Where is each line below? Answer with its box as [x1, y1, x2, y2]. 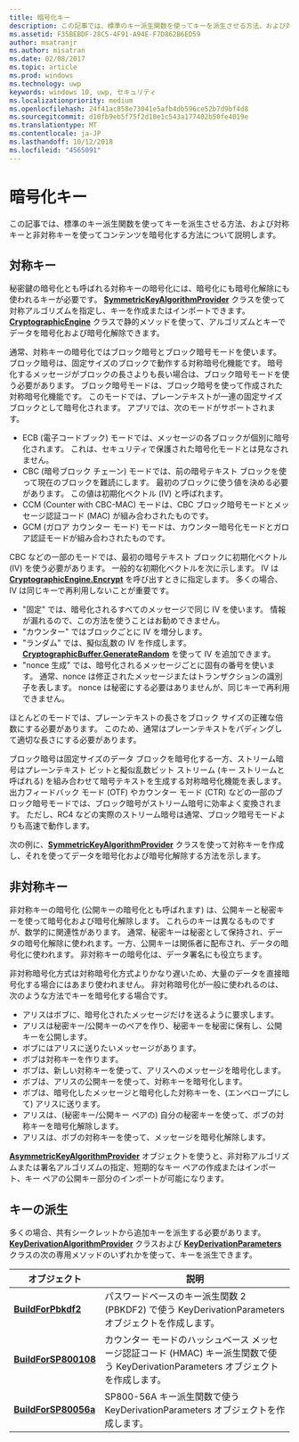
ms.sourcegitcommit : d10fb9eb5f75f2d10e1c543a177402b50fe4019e [9, 112, 249, 121]
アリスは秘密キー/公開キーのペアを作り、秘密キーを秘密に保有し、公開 [21, 1020, 283, 1031]
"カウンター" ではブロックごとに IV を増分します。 [21, 626, 207, 638]
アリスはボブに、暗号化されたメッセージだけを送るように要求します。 [21, 1009, 279, 1020]
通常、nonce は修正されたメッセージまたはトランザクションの [39, 671, 268, 682]
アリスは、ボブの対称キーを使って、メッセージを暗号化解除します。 [21, 1132, 271, 1142]
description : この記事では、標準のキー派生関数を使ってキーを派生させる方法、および [9, 21, 287, 30]
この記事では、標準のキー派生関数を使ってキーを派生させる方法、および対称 [9, 218, 290, 228]
